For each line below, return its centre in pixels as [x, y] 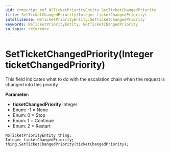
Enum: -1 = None [30, 110]
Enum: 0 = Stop [29, 115]
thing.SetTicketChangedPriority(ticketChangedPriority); [67, 144]
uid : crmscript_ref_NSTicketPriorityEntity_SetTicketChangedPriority [81, 10]
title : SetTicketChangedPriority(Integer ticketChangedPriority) [76, 15]
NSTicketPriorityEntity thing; [39, 136]
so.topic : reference [27, 29]
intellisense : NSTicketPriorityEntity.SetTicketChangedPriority [75, 19]
